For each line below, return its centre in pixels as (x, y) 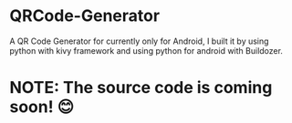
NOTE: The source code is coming (141, 88)
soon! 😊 (42, 107)
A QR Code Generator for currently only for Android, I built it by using (139, 41)
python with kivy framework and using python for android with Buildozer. (146, 50)
